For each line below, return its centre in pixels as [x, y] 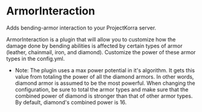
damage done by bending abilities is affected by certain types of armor [94, 46]
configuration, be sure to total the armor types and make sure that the [102, 89]
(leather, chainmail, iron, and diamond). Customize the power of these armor [101, 52]
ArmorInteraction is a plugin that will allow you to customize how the [91, 39]
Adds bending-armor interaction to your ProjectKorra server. [81, 28]
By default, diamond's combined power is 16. [71, 102]
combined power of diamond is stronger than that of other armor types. [104, 96]
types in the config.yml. [36, 58]
